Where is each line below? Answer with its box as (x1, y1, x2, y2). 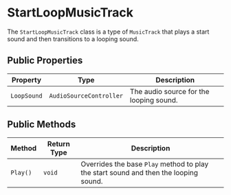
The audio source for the (129, 87, 210, 96)
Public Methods (7, 119, 76, 130)
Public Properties (7, 55, 83, 67)
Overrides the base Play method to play (80, 159, 209, 169)
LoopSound (10, 91, 43, 100)
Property (11, 75, 42, 84)
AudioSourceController (49, 91, 124, 100)
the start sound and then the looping (80, 168, 198, 177)
